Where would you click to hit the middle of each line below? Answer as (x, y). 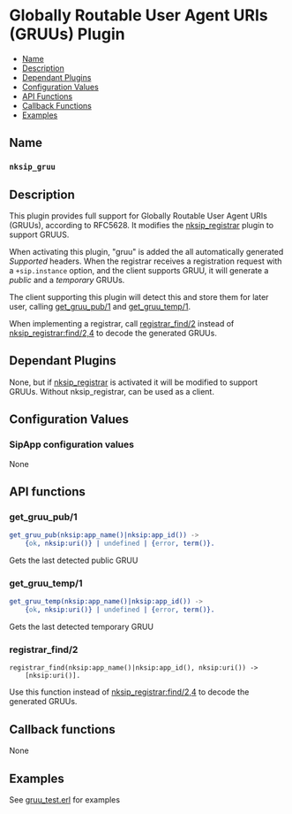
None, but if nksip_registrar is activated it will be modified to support (134, 382)
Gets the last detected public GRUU (74, 560)
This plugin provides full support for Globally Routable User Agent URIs (138, 216)
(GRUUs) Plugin (67, 34)
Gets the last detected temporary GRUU (82, 627)
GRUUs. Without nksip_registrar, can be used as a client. (112, 391)
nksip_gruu (32, 167)
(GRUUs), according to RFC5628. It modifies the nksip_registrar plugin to (142, 226)
